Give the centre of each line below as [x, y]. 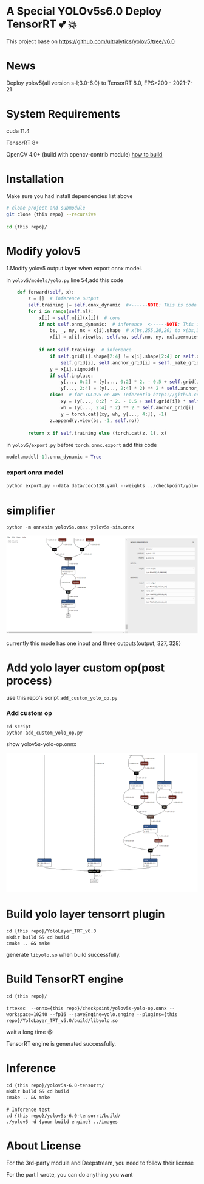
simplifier [31, 510]
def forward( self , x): [46, 292]
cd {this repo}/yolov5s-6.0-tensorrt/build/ [63, 1116]
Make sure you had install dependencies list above [70, 196]
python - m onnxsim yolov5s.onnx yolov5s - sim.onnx [70, 527]
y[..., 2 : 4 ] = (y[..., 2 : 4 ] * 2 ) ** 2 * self [119, 389]
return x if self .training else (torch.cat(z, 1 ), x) [97, 434]
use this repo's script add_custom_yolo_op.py [62, 697]
